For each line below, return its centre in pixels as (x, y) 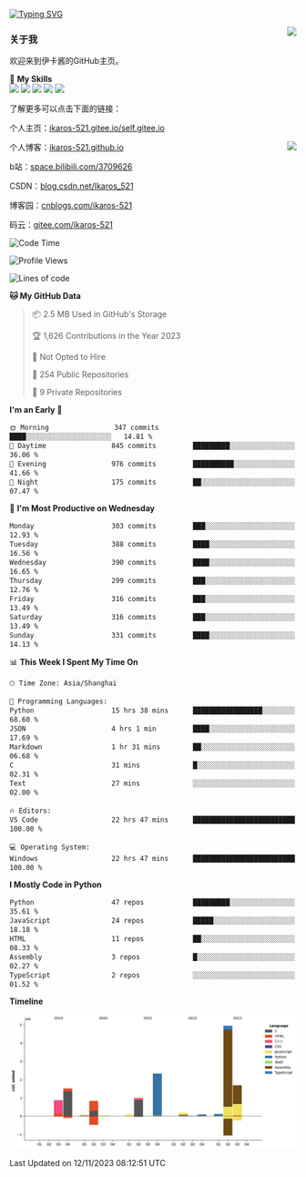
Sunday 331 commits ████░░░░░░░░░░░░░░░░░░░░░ (153, 636)
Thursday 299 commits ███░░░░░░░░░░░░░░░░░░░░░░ (153, 581)
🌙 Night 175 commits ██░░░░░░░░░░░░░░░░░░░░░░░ (153, 483)
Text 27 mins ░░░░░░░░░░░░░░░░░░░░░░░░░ (153, 783)
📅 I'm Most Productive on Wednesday (82, 508)
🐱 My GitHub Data (46, 296)
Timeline (26, 1001)
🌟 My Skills (31, 79)
